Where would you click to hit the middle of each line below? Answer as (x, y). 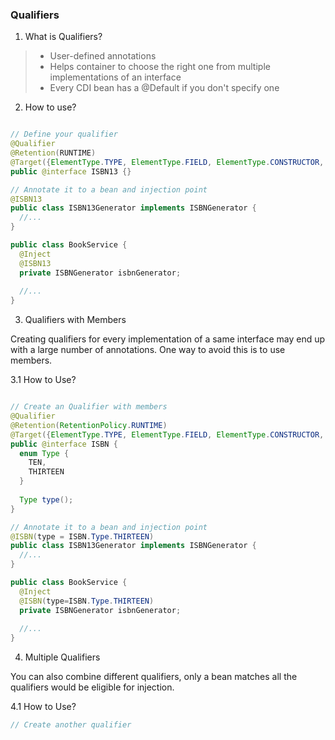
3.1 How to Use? (43, 380)
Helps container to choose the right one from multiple (160, 67)
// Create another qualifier (71, 725)
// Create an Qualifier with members (89, 407)
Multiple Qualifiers (62, 657)
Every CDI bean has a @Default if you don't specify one (164, 88)
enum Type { (44, 453)
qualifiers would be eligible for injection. (92, 687)
